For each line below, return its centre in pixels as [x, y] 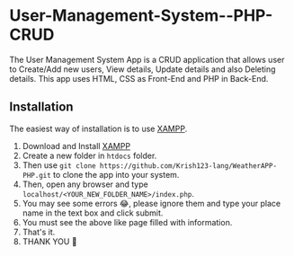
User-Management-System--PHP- [141, 16]
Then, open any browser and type [85, 184]
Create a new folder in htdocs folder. [89, 155]
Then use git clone [59, 165]
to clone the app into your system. [116, 174]
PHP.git [36, 175]
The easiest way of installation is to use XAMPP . [98, 128]
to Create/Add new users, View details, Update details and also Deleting [143, 69]
